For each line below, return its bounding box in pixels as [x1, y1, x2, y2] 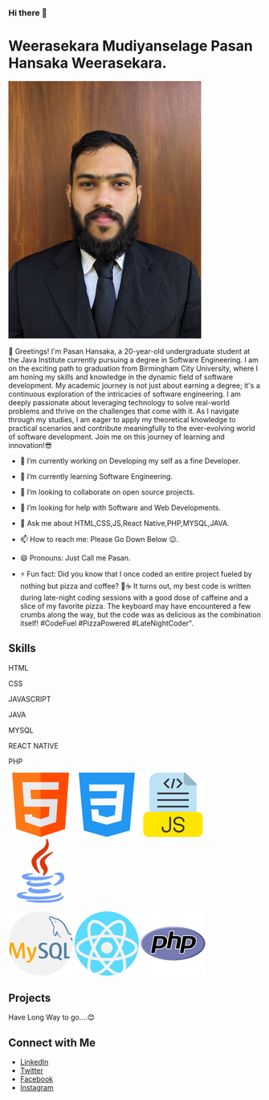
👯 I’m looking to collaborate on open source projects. [19, 486, 195, 497]
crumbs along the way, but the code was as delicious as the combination [19, 610, 261, 619]
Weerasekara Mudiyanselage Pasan [8, 37, 253, 55]
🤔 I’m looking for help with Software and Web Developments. [19, 503, 222, 512]
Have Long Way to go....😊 [8, 1012, 95, 1022]
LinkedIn [19, 1057, 49, 1067]
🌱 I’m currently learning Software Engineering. [19, 471, 173, 481]
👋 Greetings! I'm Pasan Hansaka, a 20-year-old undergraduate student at [8, 346, 251, 356]
